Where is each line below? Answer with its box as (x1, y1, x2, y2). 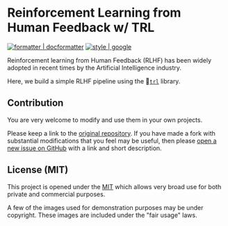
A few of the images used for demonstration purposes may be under (7, 203, 204, 211)
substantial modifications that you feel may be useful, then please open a (7, 136, 217, 145)
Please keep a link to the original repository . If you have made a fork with (7, 129, 215, 137)
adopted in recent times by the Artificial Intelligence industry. (7, 63, 182, 72)
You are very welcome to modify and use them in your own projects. (7, 115, 203, 124)
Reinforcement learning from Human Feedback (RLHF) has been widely (7, 56, 212, 64)
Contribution (7, 97, 64, 109)
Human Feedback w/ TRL (7, 19, 155, 35)
